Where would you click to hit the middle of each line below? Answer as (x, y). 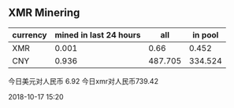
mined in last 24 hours (98, 34)
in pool (206, 34)
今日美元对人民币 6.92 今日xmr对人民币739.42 (84, 81)
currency (30, 34)
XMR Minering (44, 13)
